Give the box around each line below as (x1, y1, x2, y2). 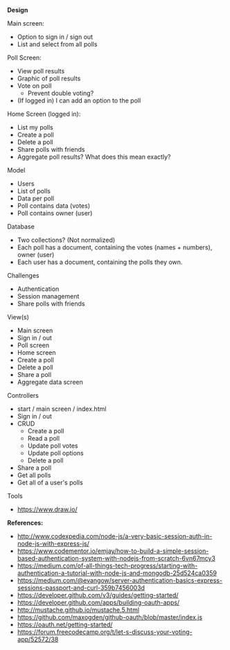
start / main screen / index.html (17, 405, 107, 413)
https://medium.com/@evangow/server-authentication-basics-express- (17, 577, 223, 584)
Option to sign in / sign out (17, 33, 94, 41)
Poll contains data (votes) (17, 202, 91, 210)
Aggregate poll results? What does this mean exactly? (17, 152, 171, 161)
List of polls (17, 187, 51, 195)
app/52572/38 (17, 635, 59, 643)
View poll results (17, 67, 65, 75)
